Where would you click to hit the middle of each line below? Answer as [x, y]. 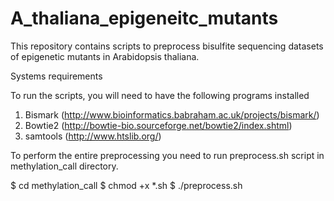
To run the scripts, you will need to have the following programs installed [160, 95]
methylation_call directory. [64, 166]
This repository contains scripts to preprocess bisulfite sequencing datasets [167, 46]
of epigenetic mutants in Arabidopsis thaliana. [105, 56]
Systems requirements [56, 76]
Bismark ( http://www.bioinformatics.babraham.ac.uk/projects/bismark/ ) [172, 114]
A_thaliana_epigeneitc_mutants [144, 18]
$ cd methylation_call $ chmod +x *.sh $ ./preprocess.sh [126, 185]
